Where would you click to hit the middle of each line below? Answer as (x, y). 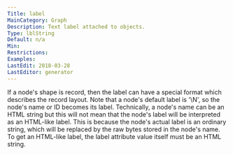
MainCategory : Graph (37, 20)
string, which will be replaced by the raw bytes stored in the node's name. (114, 129)
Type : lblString (31, 33)
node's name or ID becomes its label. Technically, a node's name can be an (116, 107)
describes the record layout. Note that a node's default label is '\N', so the (114, 99)
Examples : (22, 59)
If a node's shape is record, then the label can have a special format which (115, 92)
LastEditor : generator (40, 72)
